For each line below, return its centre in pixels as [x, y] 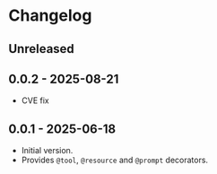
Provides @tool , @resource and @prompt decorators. [114, 160]
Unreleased [42, 49]
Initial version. [47, 151]
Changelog [50, 16]
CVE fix [35, 100]
